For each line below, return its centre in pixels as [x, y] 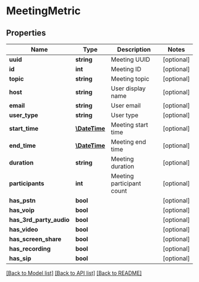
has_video [24, 229]
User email [126, 105]
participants [27, 183]
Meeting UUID [131, 59]
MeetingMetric [44, 11]
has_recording [30, 249]
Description [134, 50]
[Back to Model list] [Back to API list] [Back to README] [74, 273]
